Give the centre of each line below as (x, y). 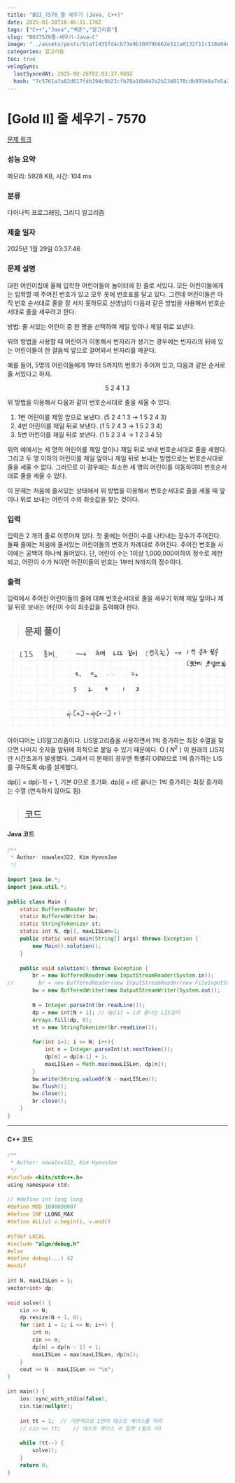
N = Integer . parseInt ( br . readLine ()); (89, 1005)
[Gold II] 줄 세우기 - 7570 (77, 119)
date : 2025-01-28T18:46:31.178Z (54, 22)
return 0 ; (34, 1465)
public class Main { (37, 902)
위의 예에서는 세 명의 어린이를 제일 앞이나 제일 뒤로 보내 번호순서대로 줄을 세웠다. (117, 449)
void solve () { (29, 1303)
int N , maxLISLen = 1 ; (40, 1281)
